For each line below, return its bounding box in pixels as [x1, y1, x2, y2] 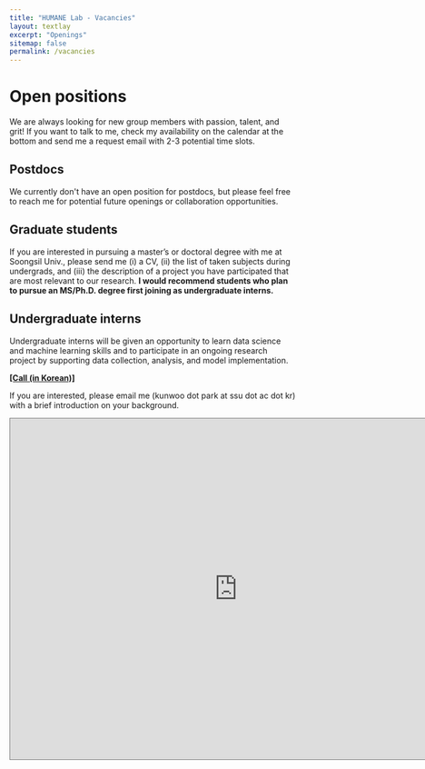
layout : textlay [9, 22, 71, 31]
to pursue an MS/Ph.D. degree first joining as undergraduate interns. [9, 285, 274, 295]
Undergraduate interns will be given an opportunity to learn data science [9, 335, 282, 346]
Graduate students [9, 222, 118, 237]
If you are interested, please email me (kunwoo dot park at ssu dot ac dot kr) [9, 390, 296, 401]
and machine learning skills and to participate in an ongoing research [9, 345, 268, 355]
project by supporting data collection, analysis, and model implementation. [9, 355, 289, 365]
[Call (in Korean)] [9, 372, 75, 383]
